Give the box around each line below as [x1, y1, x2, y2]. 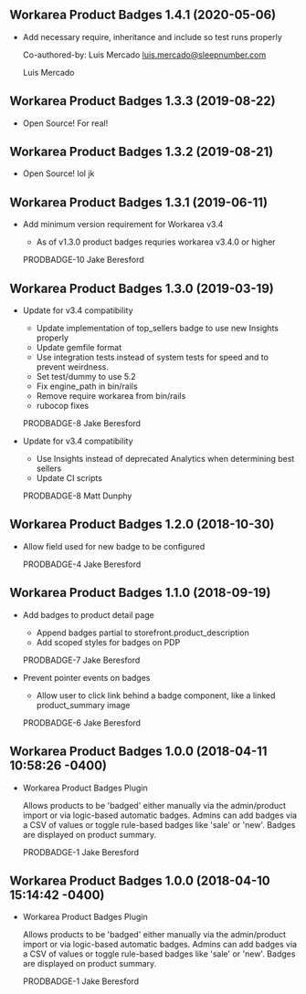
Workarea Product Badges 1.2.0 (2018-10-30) [9, 517, 275, 532]
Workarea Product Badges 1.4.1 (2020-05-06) [9, 7, 277, 23]
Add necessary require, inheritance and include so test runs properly [22, 31, 283, 42]
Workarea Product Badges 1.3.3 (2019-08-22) [9, 93, 276, 109]
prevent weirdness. [36, 361, 110, 372]
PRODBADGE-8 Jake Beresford [22, 418, 142, 429]
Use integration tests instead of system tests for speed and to [36, 351, 269, 363]
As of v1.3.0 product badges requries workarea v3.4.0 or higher [36, 236, 276, 247]
